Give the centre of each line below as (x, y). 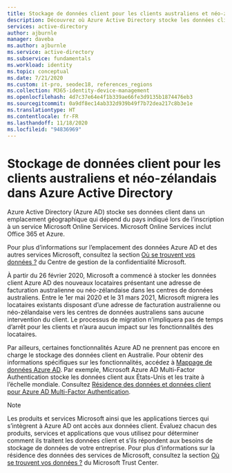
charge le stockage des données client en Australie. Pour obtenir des (105, 355)
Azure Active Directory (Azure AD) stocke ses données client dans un (106, 212)
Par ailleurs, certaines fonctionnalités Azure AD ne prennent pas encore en (113, 348)
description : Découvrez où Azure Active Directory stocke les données (111, 20)
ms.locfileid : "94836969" (44, 129)
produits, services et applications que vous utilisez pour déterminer (103, 434)
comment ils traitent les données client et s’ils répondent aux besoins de (110, 440)
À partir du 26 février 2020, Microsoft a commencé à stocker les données (112, 276)
